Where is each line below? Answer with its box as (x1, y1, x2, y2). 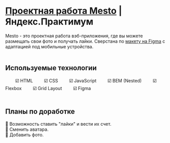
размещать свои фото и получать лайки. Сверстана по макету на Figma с (5, 38, 165, 44)
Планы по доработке (5, 107, 75, 116)
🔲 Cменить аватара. (5, 126, 49, 132)
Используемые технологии (5, 64, 97, 72)
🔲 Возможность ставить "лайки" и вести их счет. (5, 121, 112, 127)
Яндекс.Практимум (5, 16, 94, 27)
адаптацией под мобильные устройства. (5, 43, 94, 49)
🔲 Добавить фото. (5, 131, 44, 137)
